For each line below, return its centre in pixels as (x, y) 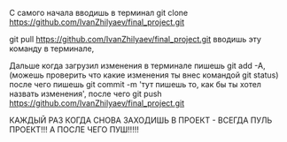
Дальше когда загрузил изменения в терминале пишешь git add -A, (137, 66)
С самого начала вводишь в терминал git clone (99, 13)
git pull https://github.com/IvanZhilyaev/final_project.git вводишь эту (135, 39)
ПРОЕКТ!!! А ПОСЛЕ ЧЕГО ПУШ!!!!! (74, 130)
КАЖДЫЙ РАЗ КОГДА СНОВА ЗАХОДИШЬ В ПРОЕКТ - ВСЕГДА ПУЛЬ (141, 120)
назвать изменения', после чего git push (85, 93)
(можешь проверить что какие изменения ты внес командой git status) (144, 75)
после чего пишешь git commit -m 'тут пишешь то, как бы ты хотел (135, 84)
